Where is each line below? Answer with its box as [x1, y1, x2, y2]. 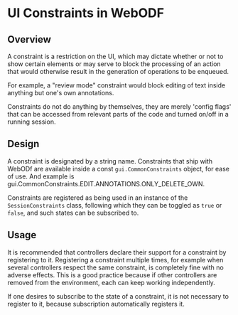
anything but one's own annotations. [7, 89, 114, 97]
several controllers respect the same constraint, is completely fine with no [7, 263, 224, 272]
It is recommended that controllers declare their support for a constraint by [7, 247, 227, 257]
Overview [7, 33, 52, 46]
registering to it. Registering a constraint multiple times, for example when [7, 255, 224, 264]
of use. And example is [7, 172, 75, 181]
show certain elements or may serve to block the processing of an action [7, 60, 222, 68]
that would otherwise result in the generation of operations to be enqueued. [7, 68, 229, 75]
